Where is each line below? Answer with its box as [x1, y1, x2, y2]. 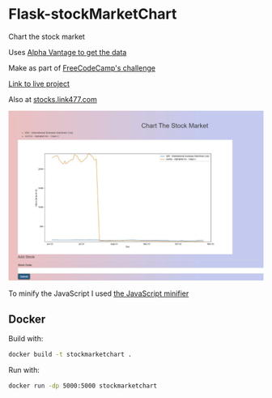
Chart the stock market [8, 32, 85, 41]
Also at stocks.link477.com [8, 94, 97, 104]
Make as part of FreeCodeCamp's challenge [8, 62, 156, 73]
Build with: [8, 333, 44, 343]
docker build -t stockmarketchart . [8, 350, 132, 358]
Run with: [8, 365, 40, 374]
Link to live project [8, 79, 70, 88]
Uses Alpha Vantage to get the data [8, 47, 127, 57]
